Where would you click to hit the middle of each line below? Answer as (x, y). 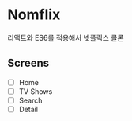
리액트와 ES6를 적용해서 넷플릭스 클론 (66, 37)
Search (30, 100)
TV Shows (36, 91)
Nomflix (34, 15)
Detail (28, 109)
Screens (28, 63)
